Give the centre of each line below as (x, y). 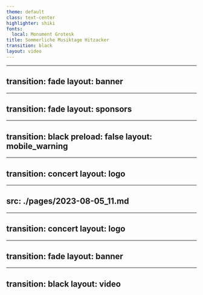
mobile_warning (37, 146)
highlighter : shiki (31, 23)
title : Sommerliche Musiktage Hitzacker (58, 40)
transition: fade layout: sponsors (69, 109)
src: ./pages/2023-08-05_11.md (68, 201)
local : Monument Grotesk (43, 35)
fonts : (14, 29)
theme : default (25, 12)
